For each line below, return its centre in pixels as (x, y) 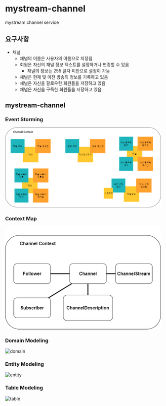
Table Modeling (24, 388)
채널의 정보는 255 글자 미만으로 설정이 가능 (68, 70)
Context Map (21, 219)
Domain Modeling (27, 340)
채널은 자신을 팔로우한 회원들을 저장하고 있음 (62, 83)
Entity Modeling (25, 364)
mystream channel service (32, 22)
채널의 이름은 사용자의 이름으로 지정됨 (56, 58)
